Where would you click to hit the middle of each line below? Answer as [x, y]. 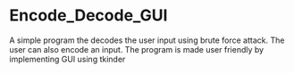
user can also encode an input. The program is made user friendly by [137, 49]
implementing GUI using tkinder [67, 59]
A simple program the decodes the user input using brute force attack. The [147, 40]
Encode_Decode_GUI [88, 16]
